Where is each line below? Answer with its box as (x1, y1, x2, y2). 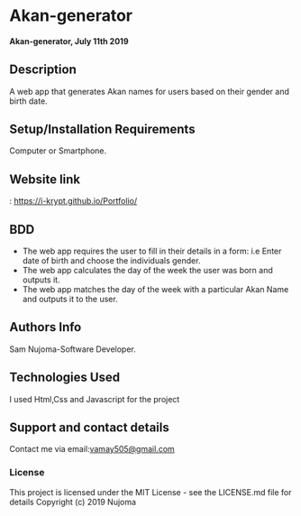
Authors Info (9, 319, 82, 335)
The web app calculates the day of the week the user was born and (22, 265, 273, 276)
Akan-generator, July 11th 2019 (9, 35, 129, 46)
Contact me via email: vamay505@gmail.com (9, 444, 176, 455)
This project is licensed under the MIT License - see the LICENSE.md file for (9, 486, 292, 497)
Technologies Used (9, 370, 120, 385)
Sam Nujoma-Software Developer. (9, 344, 137, 355)
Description (9, 62, 77, 78)
